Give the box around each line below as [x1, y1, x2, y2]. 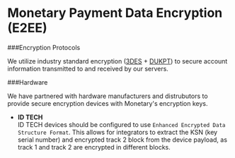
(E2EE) [7, 20, 47, 36]
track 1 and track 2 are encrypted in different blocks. [17, 142, 171, 151]
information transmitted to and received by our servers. [7, 64, 168, 73]
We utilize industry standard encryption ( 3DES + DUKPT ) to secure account [7, 56, 228, 65]
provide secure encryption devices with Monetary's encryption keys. [7, 99, 208, 107]
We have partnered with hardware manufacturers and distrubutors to [7, 92, 208, 100]
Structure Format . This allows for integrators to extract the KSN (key [17, 128, 218, 136]
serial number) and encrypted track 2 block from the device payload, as [17, 135, 228, 144]
